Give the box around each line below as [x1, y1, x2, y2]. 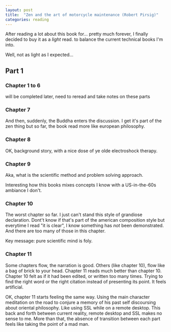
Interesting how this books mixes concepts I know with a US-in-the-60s [5, 182, 157, 188]
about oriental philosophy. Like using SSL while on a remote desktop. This [5, 304, 161, 311]
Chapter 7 [5, 106, 31, 113]
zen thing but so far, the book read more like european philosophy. [5, 123, 145, 129]
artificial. [5, 284, 24, 290]
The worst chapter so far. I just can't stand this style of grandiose [5, 211, 143, 218]
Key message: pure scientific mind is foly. [5, 238, 93, 244]
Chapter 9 [5, 160, 31, 168]
